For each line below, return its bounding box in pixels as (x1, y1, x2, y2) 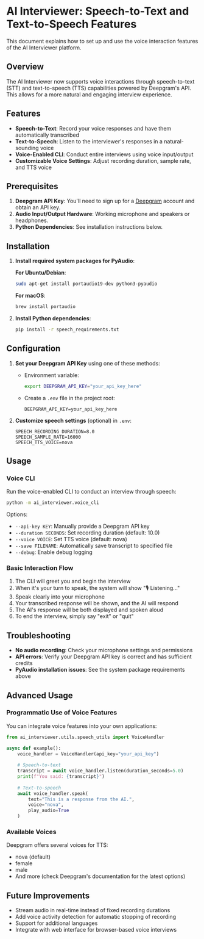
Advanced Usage (6, 690, 73, 700)
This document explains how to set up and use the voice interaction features (6, 37, 199, 45)
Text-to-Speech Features (6, 17, 137, 31)
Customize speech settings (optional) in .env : (15, 417, 132, 424)
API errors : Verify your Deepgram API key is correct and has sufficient (15, 653, 192, 660)
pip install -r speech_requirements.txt (15, 326, 119, 333)
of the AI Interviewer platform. (6, 44, 82, 51)
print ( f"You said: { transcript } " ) (17, 774, 105, 780)
